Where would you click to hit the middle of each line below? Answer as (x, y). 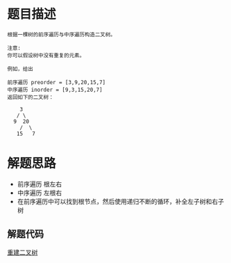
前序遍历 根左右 (40, 184)
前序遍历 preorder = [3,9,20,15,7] (57, 82)
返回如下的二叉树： (31, 97)
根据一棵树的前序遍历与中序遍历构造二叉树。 (61, 34)
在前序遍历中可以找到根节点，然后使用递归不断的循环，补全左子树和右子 (120, 201)
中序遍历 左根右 (40, 193)
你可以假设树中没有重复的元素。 (46, 55)
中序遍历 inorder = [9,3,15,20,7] (55, 90)
